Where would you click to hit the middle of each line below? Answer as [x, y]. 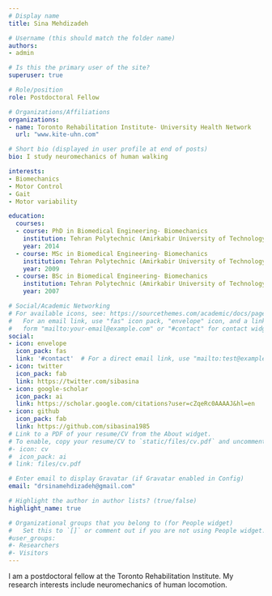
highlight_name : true [45, 508]
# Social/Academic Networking [59, 306]
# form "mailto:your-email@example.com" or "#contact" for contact [128, 329]
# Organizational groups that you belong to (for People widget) [121, 523]
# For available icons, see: [57, 313]
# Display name [34, 16]
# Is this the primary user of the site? [79, 68]
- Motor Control [36, 186]
